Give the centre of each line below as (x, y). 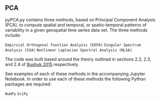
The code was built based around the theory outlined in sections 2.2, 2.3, (78, 59)
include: (13, 35)
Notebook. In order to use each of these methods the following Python (75, 79)
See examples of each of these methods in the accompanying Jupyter (75, 74)
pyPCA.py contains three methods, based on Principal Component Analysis (80, 19)
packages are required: (28, 84)
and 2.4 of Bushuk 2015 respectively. (42, 64)
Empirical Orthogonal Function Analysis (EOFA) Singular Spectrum (73, 45)
